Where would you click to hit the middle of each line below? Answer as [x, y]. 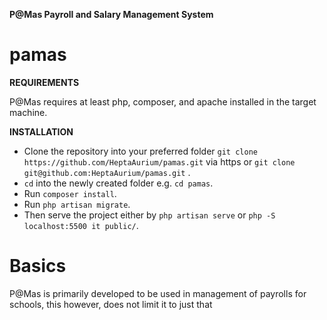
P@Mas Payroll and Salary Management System [111, 14]
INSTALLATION [41, 131]
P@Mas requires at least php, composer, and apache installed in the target [163, 101]
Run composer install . [70, 193]
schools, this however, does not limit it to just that [111, 304]
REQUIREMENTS [44, 82]
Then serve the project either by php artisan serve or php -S [149, 215]
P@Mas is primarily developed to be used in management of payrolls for [158, 293]
